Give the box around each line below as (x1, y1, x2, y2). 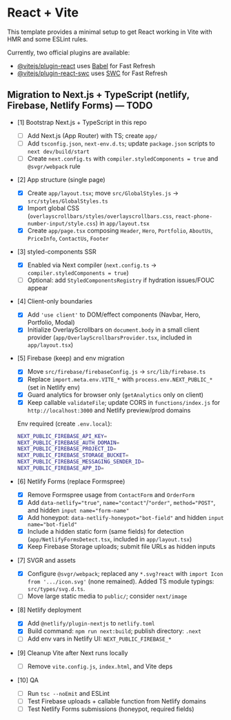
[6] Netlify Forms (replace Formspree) (17, 477, 125, 486)
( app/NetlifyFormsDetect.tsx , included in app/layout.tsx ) (27, 535, 192, 543)
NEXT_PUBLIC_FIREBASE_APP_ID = (17, 465, 105, 472)
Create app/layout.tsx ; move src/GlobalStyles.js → (27, 188, 179, 197)
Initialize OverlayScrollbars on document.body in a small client (27, 326, 200, 334)
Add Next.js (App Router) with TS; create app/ (27, 131, 158, 139)
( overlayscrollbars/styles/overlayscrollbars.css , (27, 212, 174, 220)
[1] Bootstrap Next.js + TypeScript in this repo (17, 118, 147, 126)
